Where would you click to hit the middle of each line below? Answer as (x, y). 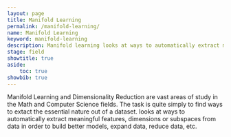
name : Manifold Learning (43, 33)
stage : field (26, 52)
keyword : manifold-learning (47, 39)
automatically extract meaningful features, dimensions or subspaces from (112, 119)
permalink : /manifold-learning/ (53, 26)
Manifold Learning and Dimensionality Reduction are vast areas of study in (113, 97)
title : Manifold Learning (44, 20)
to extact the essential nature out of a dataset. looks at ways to (96, 112)
